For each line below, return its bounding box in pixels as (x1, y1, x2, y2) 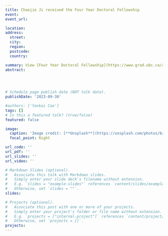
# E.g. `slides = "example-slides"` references (5, 181, 111, 186)
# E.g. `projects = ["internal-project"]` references (5, 213, 124, 219)
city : (9, 39, 21, 45)
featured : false (5, 117, 39, 122)
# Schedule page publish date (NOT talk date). (5, 89, 106, 95)
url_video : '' (5, 158, 35, 163)
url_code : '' (5, 144, 32, 150)
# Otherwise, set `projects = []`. (5, 218, 84, 223)
